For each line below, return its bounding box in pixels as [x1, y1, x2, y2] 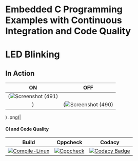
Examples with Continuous [5, 14, 122, 26]
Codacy [100, 139, 120, 146]
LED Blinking [5, 49, 60, 60]
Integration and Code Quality [5, 26, 131, 37]
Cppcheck [56, 139, 83, 146]
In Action [5, 69, 35, 78]
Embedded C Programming [5, 4, 123, 15]
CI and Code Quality [5, 126, 49, 132]
